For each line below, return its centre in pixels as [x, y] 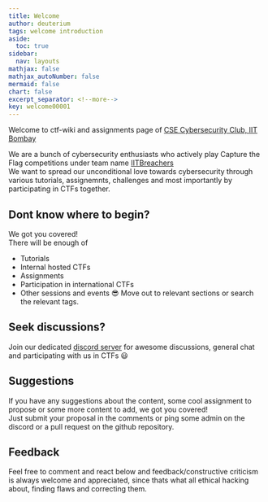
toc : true [32, 46]
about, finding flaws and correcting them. [78, 489]
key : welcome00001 [39, 107]
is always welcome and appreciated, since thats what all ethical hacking [129, 480]
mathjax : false [34, 69]
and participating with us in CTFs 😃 [68, 356]
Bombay [22, 138]
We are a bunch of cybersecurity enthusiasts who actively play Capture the [134, 155]
